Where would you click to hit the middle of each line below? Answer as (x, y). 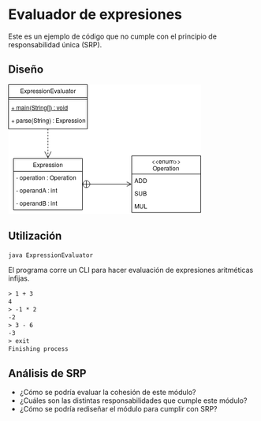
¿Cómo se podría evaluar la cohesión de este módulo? (108, 393)
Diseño (26, 70)
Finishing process (38, 349)
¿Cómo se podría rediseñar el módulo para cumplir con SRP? (119, 409)
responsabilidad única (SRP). (55, 44)
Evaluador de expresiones (95, 15)
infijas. (19, 278)
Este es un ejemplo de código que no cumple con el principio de (112, 36)
